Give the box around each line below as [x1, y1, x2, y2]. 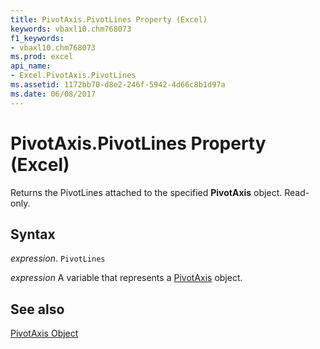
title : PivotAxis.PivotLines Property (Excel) [10, 14, 208, 25]
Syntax [10, 226, 56, 243]
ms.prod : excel [10, 52, 74, 62]
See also [10, 301, 65, 318]
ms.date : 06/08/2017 [10, 89, 97, 99]
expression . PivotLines [10, 252, 106, 265]
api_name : [10, 61, 52, 71]
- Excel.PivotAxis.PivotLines [10, 71, 137, 81]
